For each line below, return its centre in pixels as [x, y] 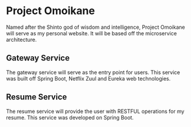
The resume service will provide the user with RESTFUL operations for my [95, 111]
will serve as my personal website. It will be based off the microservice [91, 33]
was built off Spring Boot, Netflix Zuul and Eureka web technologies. [88, 78]
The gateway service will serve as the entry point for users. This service [93, 72]
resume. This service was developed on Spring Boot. [70, 117]
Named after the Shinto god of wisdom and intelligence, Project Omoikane [96, 27]
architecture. [21, 39]
